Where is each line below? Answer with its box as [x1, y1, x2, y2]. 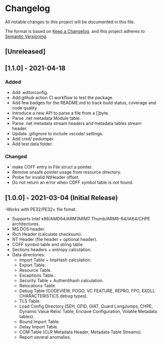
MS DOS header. [12, 226, 45, 232]
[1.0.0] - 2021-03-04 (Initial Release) [5, 193, 118, 202]
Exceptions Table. [19, 272, 55, 279]
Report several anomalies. [19, 334, 72, 340]
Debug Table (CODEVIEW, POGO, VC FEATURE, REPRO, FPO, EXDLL [19, 288, 156, 294]
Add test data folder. [12, 141, 53, 147]
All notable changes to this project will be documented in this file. [5, 19, 135, 25]
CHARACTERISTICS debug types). [19, 293, 88, 299]
